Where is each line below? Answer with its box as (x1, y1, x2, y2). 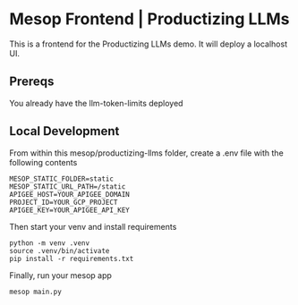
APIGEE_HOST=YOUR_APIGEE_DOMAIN (9, 190, 130, 199)
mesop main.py (9, 287, 63, 296)
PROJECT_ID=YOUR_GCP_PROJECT (9, 198, 118, 207)
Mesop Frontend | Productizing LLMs (9, 9, 290, 30)
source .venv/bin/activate (9, 246, 110, 255)
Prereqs (9, 74, 55, 89)
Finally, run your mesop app (9, 269, 112, 281)
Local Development (9, 123, 120, 139)
